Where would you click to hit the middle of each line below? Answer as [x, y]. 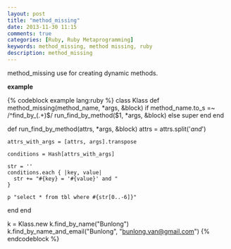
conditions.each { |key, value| [55, 172]
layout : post [26, 14]
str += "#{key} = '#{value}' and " [66, 179]
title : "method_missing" [44, 20]
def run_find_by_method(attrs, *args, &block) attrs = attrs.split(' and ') [107, 129]
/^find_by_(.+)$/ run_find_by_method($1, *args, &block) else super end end [115, 115]
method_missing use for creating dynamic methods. [83, 73]
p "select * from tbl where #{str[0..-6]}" [72, 197]
